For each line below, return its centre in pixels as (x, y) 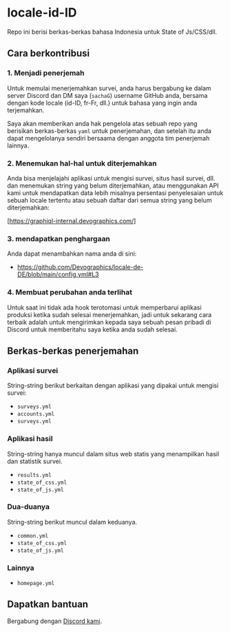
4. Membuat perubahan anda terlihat (70, 292)
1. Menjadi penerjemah (46, 73)
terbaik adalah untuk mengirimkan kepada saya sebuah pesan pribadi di (109, 322)
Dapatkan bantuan (48, 604)
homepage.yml (36, 584)
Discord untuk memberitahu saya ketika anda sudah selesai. (92, 329)
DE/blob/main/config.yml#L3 (58, 274)
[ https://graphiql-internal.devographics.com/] (72, 221)
